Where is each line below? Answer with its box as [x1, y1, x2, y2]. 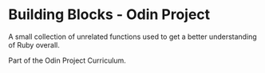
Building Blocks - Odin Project [8, 6, 211, 24]
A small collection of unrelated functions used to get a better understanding [8, 32, 257, 41]
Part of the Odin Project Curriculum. [8, 56, 126, 65]
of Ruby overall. [8, 40, 60, 49]
